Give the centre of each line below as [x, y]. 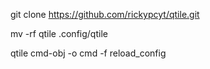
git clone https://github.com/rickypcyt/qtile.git [105, 14]
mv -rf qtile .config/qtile [59, 33]
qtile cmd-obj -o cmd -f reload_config [88, 53]
